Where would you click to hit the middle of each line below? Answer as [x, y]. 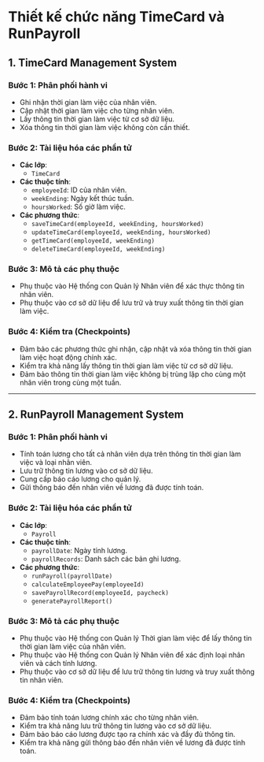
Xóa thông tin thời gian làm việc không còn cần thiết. [104, 127]
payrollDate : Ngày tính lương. [79, 550]
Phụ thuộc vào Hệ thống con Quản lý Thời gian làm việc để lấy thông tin [136, 638]
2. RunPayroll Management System [96, 415]
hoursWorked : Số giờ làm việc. [78, 207]
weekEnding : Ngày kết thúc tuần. [82, 199]
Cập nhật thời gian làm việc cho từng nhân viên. [97, 110]
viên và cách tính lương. [58, 663]
